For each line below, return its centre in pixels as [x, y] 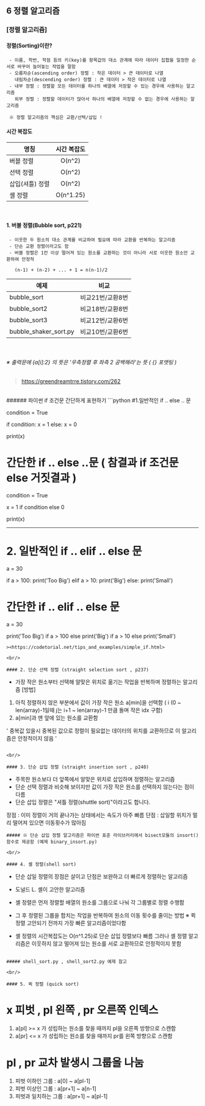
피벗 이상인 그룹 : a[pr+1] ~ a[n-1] [56, 1088]
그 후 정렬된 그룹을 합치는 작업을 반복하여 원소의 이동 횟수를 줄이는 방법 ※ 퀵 [106, 915]
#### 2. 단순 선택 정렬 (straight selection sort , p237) [78, 670]
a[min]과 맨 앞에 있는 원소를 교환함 [57, 717]
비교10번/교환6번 [104, 331]
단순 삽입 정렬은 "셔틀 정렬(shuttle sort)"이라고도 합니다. [83, 802]
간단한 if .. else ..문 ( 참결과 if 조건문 [92, 463]
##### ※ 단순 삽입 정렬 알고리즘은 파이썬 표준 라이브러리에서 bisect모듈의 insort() [103, 835]
